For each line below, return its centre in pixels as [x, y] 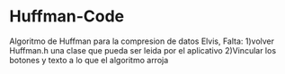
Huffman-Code [67, 16]
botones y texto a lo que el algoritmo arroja [89, 60]
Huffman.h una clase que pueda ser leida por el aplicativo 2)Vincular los [143, 50]
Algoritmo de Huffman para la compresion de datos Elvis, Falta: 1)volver [142, 41]
